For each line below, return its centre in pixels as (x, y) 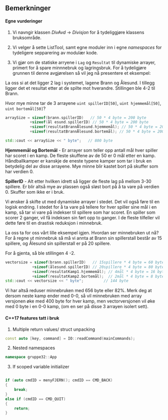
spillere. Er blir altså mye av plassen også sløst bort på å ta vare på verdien (82, 186)
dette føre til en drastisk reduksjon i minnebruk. (54, 223)
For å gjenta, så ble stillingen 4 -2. (40, 253)
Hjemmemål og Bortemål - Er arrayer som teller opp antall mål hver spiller (81, 150)
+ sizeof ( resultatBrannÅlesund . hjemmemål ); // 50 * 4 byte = (93, 127)
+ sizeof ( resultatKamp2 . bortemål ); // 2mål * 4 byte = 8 (92, 276)
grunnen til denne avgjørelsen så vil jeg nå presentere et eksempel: (81, 73)
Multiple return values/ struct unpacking (54, 329)
